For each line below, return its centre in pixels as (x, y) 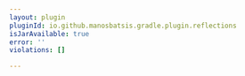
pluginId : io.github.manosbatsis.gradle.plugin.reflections (123, 26)
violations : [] (37, 50)
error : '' (28, 42)
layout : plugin (37, 17)
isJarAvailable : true (49, 34)
